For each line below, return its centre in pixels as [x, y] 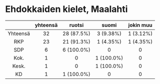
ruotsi [76, 25]
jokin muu [140, 25]
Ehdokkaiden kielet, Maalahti [66, 9]
